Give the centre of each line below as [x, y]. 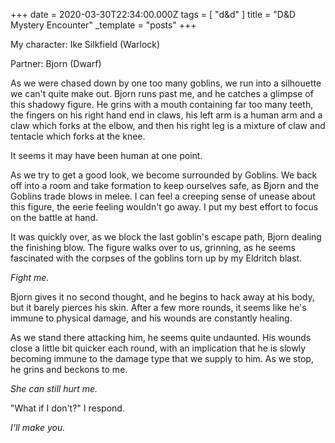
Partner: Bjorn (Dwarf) [56, 63]
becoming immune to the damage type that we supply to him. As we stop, [162, 358]
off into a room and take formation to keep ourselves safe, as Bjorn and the [165, 185]
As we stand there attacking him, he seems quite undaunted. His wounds [161, 337]
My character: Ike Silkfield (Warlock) [85, 44]
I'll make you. [38, 427]
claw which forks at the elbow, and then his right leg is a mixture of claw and [168, 125]
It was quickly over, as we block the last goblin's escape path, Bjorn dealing [166, 237]
